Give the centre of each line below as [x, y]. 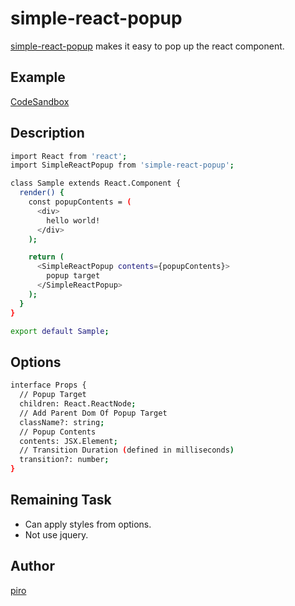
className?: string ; [62, 422]
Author [32, 566]
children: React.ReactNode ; [78, 404]
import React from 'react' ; [69, 156]
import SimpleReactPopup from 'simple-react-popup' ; [122, 165]
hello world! [73, 220]
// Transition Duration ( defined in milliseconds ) [127, 450]
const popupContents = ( [80, 202]
